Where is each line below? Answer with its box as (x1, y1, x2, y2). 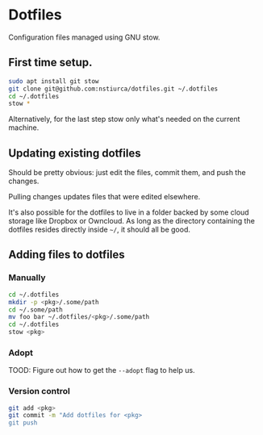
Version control (8, 386, 70, 397)
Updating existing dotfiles (8, 146, 141, 160)
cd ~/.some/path (8, 305, 63, 314)
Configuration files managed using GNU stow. (8, 32, 161, 42)
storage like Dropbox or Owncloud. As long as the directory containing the (8, 216, 256, 226)
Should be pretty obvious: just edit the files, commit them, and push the (8, 168, 246, 178)
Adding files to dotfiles (8, 248, 125, 261)
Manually (8, 272, 46, 283)
